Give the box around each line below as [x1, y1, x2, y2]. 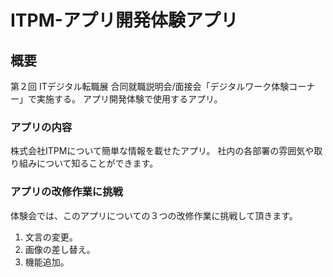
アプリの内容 [10, 120, 73, 134]
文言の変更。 [24, 231, 78, 243]
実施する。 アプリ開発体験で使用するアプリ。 [36, 93, 223, 105]
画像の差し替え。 [24, 243, 96, 255]
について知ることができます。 [36, 157, 159, 170]
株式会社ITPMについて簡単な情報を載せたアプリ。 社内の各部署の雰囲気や [10, 145, 315, 157]
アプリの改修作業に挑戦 [10, 185, 123, 199]
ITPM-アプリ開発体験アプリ [10, 9, 238, 32]
